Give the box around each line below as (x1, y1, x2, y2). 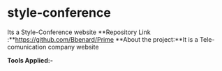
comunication (7, 42, 47, 51)
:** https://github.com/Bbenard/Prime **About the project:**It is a (7, 35, 199, 43)
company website (47, 42, 99, 51)
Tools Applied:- (7, 56, 54, 64)
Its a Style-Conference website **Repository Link (7, 28, 151, 36)
